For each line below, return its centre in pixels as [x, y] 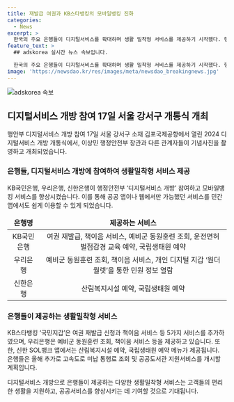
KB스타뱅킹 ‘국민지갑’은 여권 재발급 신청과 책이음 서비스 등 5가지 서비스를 [107, 333]
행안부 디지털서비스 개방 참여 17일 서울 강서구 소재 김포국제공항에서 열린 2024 [114, 134]
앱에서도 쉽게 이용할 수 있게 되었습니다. [60, 205]
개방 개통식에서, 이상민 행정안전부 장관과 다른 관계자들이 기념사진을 [128, 143]
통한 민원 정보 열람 [145, 270]
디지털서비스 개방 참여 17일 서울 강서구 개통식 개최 [108, 116]
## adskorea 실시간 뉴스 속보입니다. [61, 53]
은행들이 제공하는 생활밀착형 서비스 [62, 316]
